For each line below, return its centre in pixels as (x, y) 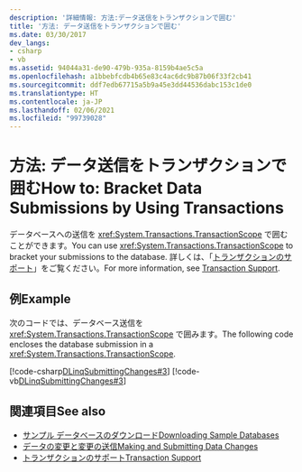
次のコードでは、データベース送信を (77, 322)
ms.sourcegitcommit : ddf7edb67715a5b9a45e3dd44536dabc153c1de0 (131, 85)
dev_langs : (30, 43)
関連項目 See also (58, 412)
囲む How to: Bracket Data (106, 188)
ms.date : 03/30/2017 (48, 34)
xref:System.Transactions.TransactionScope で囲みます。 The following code (151, 334)
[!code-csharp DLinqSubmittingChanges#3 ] (90, 371)
